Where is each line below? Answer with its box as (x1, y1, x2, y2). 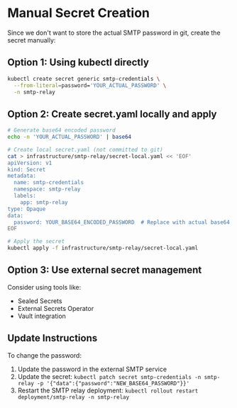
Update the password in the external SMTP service (17, 365, 167, 373)
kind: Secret (7, 166, 46, 173)
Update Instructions (7, 332, 98, 344)
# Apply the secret (7, 238, 65, 245)
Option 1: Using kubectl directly (7, 57, 149, 69)
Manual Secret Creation (7, 5, 150, 21)
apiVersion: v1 (7, 159, 53, 166)
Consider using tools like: (7, 283, 82, 291)
